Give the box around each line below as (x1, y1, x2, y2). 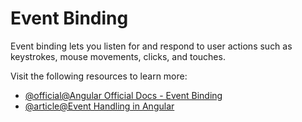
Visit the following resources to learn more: (10, 70, 188, 82)
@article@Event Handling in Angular (24, 100, 175, 112)
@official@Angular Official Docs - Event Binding (24, 89, 223, 101)
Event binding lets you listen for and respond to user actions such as (10, 40, 293, 52)
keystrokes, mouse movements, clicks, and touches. (10, 50, 226, 62)
